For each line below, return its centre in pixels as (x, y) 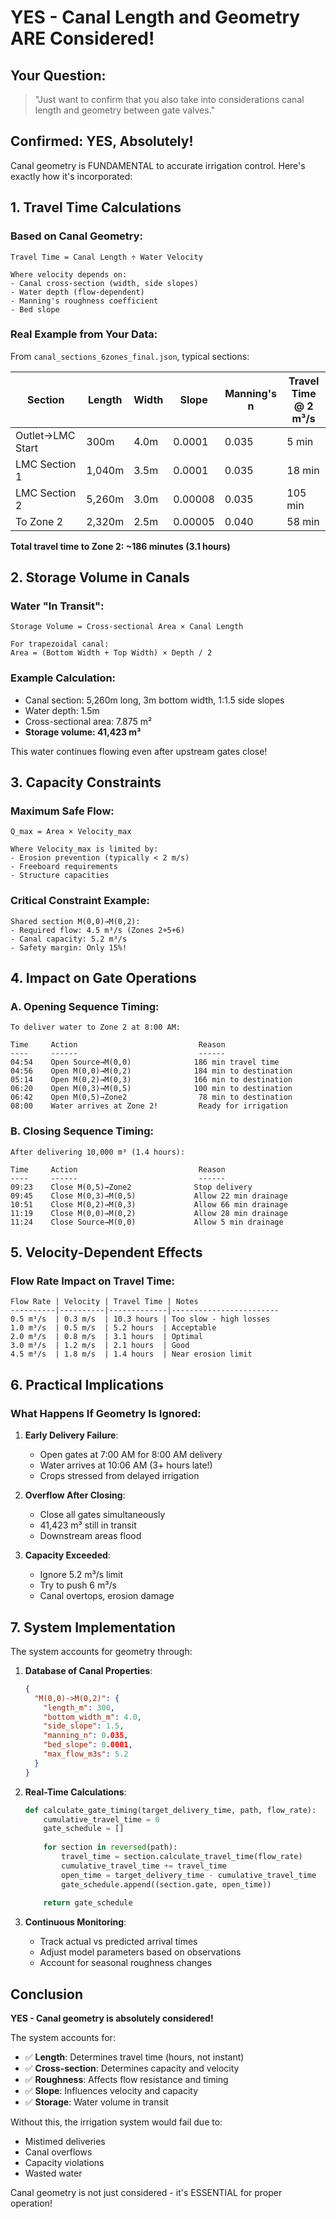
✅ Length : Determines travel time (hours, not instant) (134, 2057)
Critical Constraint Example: (80, 901)
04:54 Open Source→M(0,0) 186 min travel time (145, 1062)
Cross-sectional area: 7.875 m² (88, 721)
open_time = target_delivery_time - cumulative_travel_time (189, 1875)
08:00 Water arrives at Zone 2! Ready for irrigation (149, 1106)
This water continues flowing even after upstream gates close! (139, 751)
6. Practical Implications (87, 1384)
